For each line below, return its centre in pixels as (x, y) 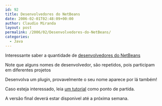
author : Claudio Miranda (31, 23)
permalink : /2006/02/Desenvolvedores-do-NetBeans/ (58, 32)
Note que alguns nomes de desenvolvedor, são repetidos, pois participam (80, 64)
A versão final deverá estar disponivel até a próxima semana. (67, 98)
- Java (16, 42)
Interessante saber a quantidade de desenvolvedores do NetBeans (73, 55)
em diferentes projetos (28, 70)
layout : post (18, 28)
